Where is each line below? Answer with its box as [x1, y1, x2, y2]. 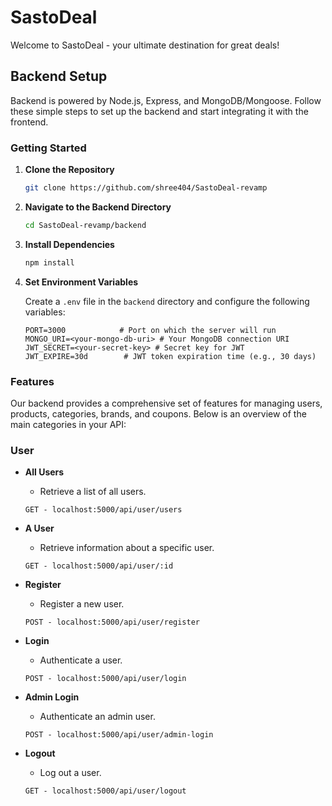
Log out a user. [39, 767, 102, 779]
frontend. [10, 116, 49, 128]
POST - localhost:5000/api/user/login [24, 674, 187, 684]
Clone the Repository [24, 164, 115, 176]
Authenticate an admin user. [39, 711, 156, 723]
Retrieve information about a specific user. [39, 542, 215, 554]
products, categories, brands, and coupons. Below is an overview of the [10, 407, 307, 420]
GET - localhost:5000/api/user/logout [24, 786, 187, 796]
